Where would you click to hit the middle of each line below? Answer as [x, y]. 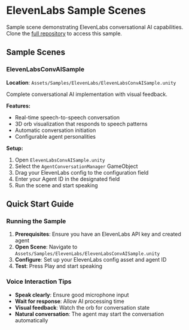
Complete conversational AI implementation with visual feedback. [87, 94]
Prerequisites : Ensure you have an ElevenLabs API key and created [98, 234]
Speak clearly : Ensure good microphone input [72, 295]
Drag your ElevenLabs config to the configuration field [82, 172]
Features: [19, 106]
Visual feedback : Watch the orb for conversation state [82, 307]
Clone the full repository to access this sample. [64, 33]
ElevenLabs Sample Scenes [76, 10]
